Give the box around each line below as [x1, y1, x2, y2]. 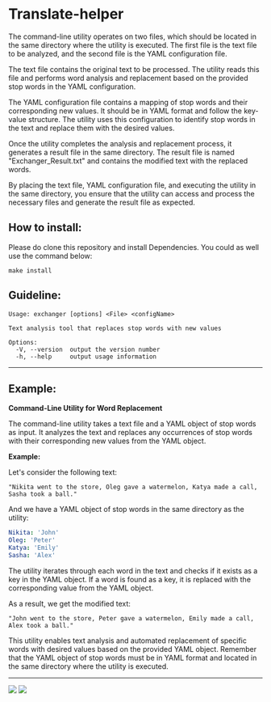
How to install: [8, 221, 82, 235]
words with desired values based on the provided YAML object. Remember [8, 644, 257, 653]
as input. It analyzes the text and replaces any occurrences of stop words [8, 428, 252, 438]
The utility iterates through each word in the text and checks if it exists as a [8, 565, 258, 575]
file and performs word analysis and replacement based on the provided [8, 73, 248, 82]
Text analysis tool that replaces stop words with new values [8, 324, 222, 332]
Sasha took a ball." [8, 490, 78, 498]
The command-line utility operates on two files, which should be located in [8, 32, 256, 41]
